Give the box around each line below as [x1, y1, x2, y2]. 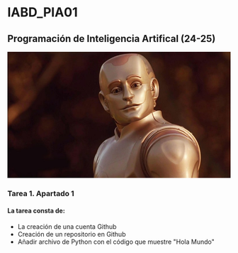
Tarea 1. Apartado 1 [7, 189, 74, 199]
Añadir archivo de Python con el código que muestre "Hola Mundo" [17, 237, 215, 246]
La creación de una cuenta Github [17, 222, 117, 231]
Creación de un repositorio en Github [17, 230, 126, 238]
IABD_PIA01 [7, 4, 78, 21]
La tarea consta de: [7, 207, 65, 215]
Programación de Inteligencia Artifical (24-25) [7, 33, 216, 45]
